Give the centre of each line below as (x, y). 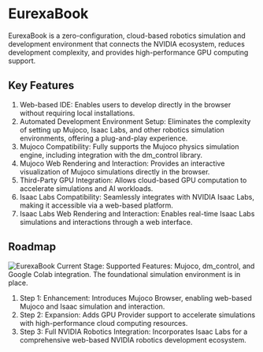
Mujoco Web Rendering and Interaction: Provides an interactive (122, 163)
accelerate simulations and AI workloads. (86, 188)
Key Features (41, 86)
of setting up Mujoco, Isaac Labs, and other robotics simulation (122, 129)
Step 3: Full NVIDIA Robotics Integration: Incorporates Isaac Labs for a (133, 331)
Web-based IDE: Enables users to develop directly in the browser (125, 104)
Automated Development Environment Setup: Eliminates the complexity (135, 121)
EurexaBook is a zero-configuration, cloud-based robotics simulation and (127, 36)
